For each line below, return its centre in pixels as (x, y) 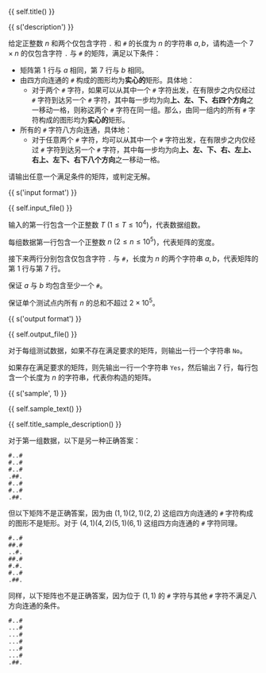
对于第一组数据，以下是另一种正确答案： (74, 440)
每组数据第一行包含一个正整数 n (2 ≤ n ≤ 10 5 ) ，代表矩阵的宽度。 (114, 241)
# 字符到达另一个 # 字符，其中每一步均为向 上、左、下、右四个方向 (139, 100)
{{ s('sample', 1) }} (38, 393)
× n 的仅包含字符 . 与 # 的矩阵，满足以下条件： (85, 53)
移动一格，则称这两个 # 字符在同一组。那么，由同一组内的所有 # (143, 110)
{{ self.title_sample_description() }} (65, 424)
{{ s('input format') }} (43, 193)
